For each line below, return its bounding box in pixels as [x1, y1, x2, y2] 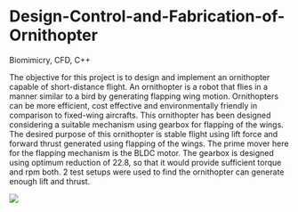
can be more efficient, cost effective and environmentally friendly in [9, 100, 258, 110]
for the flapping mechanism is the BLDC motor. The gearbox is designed [9, 147, 274, 158]
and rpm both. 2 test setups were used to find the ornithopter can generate [9, 167, 285, 177]
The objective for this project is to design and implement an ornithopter [9, 71, 270, 82]
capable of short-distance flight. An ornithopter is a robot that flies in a [9, 81, 269, 92]
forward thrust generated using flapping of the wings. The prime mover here [9, 138, 289, 149]
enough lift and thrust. [9, 175, 91, 186]
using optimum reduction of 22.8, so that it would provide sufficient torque [9, 157, 282, 167]
